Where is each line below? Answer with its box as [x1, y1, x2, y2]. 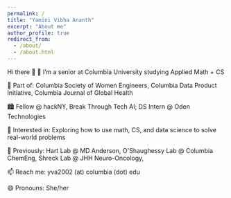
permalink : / [7, 10, 45, 17]
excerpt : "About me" [7, 23, 67, 30]
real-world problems [7, 133, 66, 141]
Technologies [7, 112, 46, 120]
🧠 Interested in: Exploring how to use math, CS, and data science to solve [7, 125, 217, 134]
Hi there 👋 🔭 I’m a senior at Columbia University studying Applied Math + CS [7, 67, 225, 76]
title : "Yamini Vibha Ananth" [7, 17, 95, 24]
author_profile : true [7, 29, 70, 37]
